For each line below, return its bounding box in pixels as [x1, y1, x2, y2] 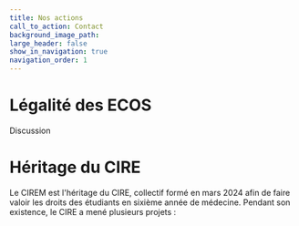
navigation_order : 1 [9, 56, 88, 65]
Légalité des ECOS [9, 95, 152, 116]
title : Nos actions [9, 13, 84, 23]
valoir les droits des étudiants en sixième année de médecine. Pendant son [9, 197, 291, 208]
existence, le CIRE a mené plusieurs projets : [9, 206, 177, 217]
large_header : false [9, 38, 88, 48]
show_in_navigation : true [9, 47, 108, 56]
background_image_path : [9, 30, 100, 39]
